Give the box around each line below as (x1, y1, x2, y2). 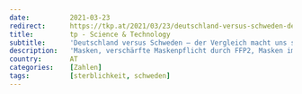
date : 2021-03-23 (9, 13, 111, 22)
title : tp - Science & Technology (9, 30, 171, 38)
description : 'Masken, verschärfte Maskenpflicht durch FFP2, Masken (9, 47, 283, 56)
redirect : (9, 21, 47, 30)
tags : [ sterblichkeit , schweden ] (9, 72, 171, 81)
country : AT (9, 55, 78, 64)
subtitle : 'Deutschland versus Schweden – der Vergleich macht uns (9, 38, 288, 47)
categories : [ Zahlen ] (9, 64, 102, 73)
